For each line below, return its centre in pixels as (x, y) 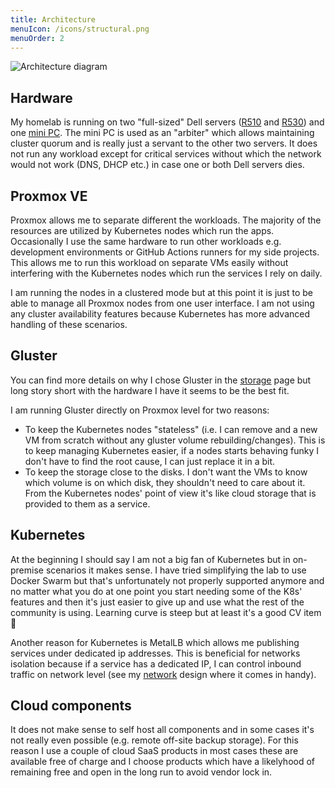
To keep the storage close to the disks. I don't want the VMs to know (166, 472)
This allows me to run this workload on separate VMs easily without (149, 262)
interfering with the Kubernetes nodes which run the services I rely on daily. (166, 273)
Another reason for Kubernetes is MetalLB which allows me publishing (155, 642)
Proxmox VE (49, 196)
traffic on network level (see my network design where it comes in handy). (163, 674)
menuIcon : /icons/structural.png (80, 29)
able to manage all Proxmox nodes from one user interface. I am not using (162, 303)
